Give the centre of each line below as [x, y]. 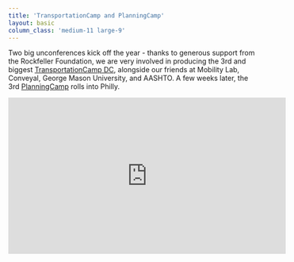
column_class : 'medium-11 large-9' [67, 30]
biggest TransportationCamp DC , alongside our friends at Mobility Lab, [124, 70]
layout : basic [32, 23]
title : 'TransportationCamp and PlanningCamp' [86, 15]
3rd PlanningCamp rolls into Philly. [64, 87]
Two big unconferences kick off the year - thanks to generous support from [132, 53]
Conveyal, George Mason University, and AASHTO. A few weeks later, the [128, 78]
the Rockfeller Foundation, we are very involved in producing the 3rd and [127, 61]
